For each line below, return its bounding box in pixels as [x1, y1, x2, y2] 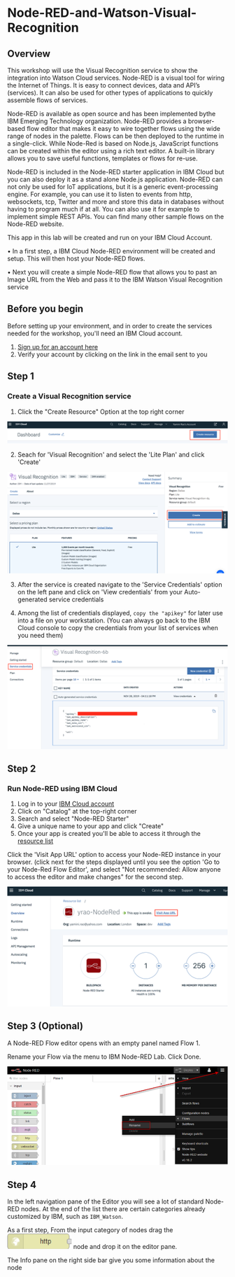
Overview [7, 48, 51, 60]
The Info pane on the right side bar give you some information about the [7, 1256, 215, 1264]
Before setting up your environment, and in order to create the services [7, 321, 213, 330]
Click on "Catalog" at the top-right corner [17, 807, 137, 816]
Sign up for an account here [17, 342, 99, 351]
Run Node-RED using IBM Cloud [7, 784, 117, 794]
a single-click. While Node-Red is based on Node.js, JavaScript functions [7, 139, 219, 148]
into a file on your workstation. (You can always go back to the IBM [17, 616, 211, 624]
